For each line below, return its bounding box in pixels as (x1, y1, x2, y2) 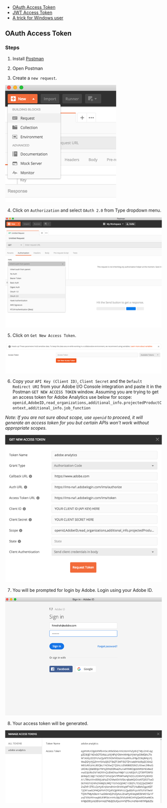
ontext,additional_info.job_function (12, 405, 91, 411)
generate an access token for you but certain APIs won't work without (5, 419, 149, 426)
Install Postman (12, 55, 44, 61)
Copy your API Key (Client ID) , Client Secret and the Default (12, 378, 143, 384)
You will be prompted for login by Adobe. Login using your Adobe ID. (12, 587, 153, 593)
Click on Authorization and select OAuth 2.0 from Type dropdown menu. (12, 207, 162, 213)
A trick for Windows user (12, 15, 64, 20)
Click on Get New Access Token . (12, 332, 77, 338)
